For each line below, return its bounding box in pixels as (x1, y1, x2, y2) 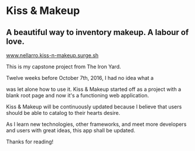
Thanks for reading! (6, 138, 54, 145)
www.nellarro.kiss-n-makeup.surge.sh (6, 52, 99, 59)
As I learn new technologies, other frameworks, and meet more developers (6, 121, 187, 128)
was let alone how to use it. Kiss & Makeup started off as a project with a (6, 86, 182, 93)
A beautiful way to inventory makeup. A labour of (6, 27, 189, 37)
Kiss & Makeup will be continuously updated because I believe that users (6, 103, 182, 110)
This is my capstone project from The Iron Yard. (6, 63, 121, 70)
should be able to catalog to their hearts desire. (6, 110, 121, 116)
